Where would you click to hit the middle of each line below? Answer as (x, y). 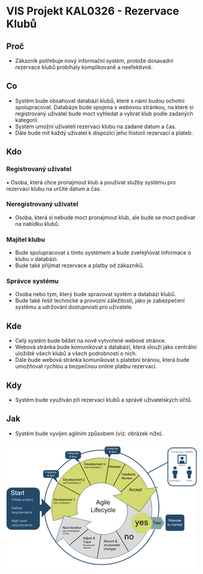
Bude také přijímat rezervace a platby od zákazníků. (79, 266)
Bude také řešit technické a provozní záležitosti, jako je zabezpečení (100, 301)
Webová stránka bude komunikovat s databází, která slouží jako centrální (106, 347)
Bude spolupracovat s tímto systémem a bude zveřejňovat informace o (103, 253)
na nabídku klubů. (37, 224)
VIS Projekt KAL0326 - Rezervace (93, 11)
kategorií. (27, 120)
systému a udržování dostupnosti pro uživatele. (74, 307)
